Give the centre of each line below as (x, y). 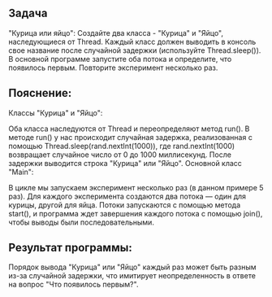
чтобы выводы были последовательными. (81, 222)
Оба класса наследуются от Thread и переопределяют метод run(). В (129, 129)
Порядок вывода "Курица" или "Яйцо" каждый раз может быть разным (133, 267)
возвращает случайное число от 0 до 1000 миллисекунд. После (120, 155)
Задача (28, 13)
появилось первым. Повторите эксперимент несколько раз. (113, 68)
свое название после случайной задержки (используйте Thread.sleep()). (135, 50)
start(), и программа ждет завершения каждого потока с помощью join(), (136, 213)
